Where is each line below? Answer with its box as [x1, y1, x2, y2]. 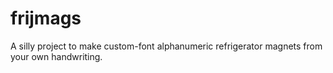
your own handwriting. [10, 50, 103, 62]
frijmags [10, 7, 82, 30]
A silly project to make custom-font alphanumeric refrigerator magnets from [10, 40, 323, 52]
